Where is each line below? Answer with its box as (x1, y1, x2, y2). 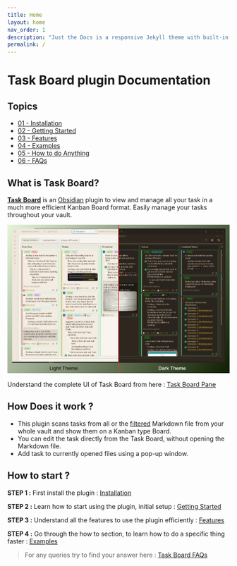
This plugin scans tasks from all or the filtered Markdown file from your (17, 419, 224, 428)
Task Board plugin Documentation (7, 73, 211, 88)
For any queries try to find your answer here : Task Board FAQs (24, 550, 208, 559)
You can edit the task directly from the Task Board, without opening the (17, 434, 225, 443)
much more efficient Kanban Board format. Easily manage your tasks (7, 203, 207, 211)
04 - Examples (17, 142, 61, 150)
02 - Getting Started (17, 127, 76, 135)
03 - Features (17, 134, 58, 142)
